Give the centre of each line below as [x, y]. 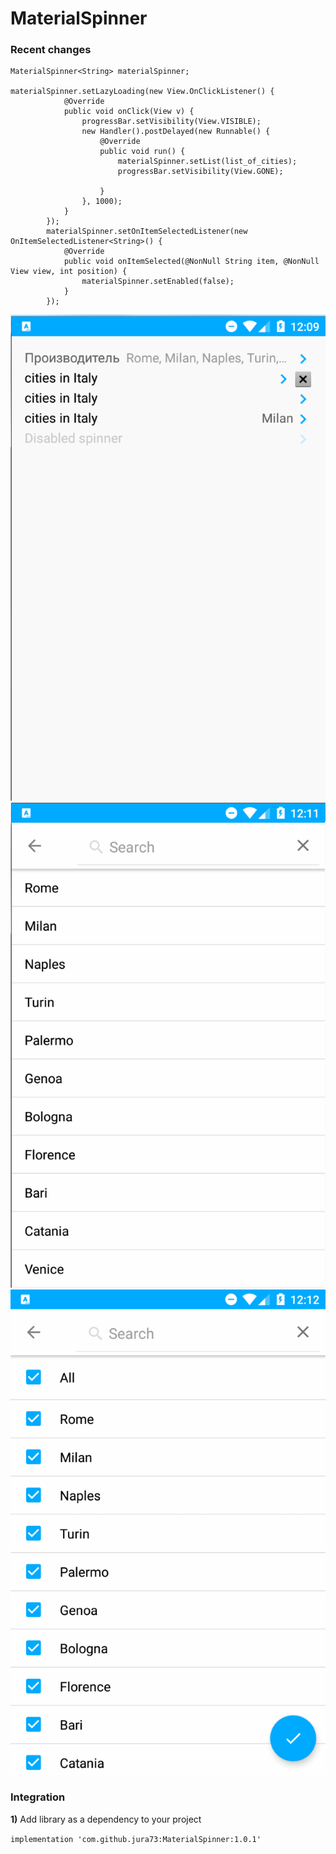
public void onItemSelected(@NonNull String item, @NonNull [191, 262]
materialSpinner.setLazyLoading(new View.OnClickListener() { [142, 92]
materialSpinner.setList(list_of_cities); [207, 162]
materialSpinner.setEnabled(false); [158, 282]
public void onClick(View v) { [129, 112]
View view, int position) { [69, 272]
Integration [38, 1797]
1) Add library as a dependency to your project [106, 1819]
